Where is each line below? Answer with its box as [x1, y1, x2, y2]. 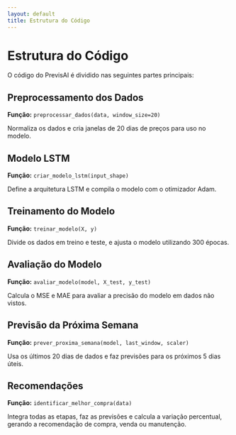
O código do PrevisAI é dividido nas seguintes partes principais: [7, 71, 194, 79]
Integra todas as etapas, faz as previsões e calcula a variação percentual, [7, 412, 223, 421]
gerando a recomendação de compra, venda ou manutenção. [7, 420, 186, 429]
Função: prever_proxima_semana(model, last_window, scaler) [7, 338, 189, 346]
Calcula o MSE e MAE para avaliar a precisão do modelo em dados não [7, 291, 215, 299]
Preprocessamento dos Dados [7, 92, 144, 104]
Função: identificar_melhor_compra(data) [7, 399, 133, 407]
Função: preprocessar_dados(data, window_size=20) [7, 111, 161, 119]
